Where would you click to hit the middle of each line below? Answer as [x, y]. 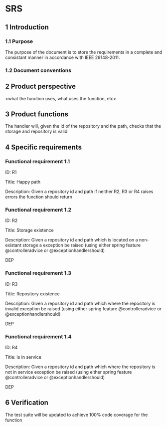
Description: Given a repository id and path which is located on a [72, 240]
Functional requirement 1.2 [38, 210]
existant [13, 245]
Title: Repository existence [32, 294]
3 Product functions [37, 114]
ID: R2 [11, 220]
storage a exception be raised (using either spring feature [82, 245]
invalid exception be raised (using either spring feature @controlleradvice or [83, 309]
